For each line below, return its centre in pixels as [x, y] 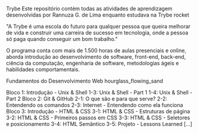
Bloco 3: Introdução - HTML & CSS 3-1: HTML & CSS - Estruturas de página [98, 111]
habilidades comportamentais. [43, 69]
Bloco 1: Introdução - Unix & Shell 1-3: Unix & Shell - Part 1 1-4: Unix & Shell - [99, 92]
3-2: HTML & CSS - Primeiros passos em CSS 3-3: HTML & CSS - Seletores [98, 118]
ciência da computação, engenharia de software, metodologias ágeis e [92, 63]
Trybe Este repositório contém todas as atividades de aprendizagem [89, 9]
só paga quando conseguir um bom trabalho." [62, 39]
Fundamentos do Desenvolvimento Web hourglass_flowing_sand [85, 81]
